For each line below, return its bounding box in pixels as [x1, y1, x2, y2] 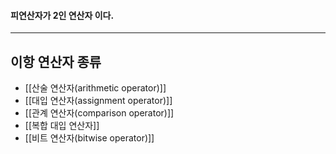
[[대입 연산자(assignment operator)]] [24, 95, 173, 107]
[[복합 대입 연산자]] [24, 120, 100, 132]
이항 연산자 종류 [10, 53, 102, 70]
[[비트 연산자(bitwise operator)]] [24, 132, 155, 144]
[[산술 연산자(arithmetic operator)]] [24, 82, 167, 94]
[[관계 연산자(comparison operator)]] [24, 107, 175, 119]
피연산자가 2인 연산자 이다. [10, 9, 115, 21]
